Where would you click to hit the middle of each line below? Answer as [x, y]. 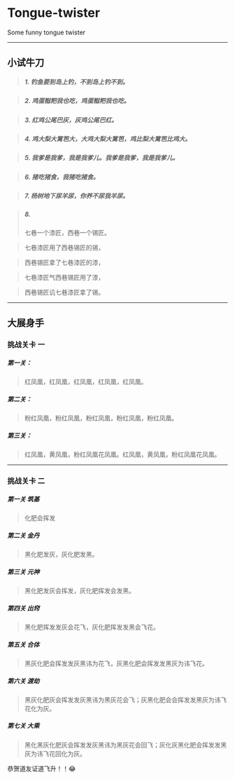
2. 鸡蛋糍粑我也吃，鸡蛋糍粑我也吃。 [77, 101]
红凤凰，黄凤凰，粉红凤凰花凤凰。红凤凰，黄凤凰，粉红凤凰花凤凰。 [122, 454]
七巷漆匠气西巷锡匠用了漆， [64, 277]
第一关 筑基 [23, 499]
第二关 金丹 [23, 535]
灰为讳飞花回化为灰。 [55, 753]
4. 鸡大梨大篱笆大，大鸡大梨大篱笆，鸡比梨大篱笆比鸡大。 [108, 139]
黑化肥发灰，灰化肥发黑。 [61, 554]
